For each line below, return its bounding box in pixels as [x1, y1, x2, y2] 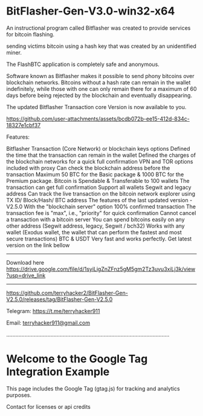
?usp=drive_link [6, 271, 46, 279]
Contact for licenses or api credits [6, 403, 91, 410]
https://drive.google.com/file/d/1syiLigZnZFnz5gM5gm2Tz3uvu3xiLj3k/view [6, 265, 196, 272]
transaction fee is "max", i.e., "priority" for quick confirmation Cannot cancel [6, 209, 196, 216]
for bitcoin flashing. [6, 30, 55, 38]
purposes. [6, 391, 32, 398]
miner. [6, 48, 22, 56]
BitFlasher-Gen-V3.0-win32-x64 [6, 4, 175, 18]
